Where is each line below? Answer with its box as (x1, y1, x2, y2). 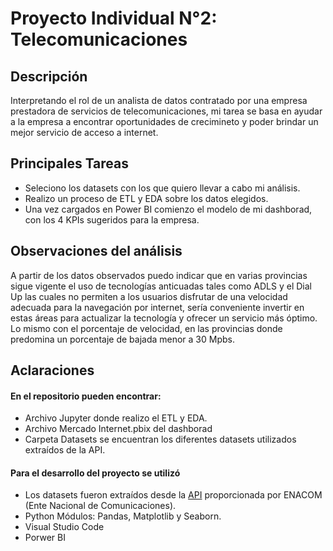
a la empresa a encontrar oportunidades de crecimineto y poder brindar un (10, 116, 319, 127)
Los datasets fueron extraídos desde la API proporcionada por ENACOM (24, 489, 323, 501)
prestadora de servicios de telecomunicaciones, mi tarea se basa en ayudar (10, 105, 323, 117)
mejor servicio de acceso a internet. (10, 127, 159, 138)
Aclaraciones (10, 362, 95, 379)
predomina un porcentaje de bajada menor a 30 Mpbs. (10, 333, 235, 345)
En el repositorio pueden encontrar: (10, 390, 162, 402)
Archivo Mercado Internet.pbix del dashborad (24, 423, 213, 435)
